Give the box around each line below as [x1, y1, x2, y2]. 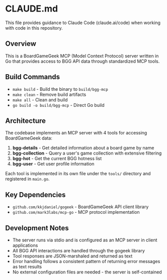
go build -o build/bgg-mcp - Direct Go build [12, 102, 105, 108]
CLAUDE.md [5, 3, 58, 15]
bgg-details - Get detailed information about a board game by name [12, 145, 154, 151]
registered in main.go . [5, 176, 50, 182]
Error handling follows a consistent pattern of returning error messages [12, 258, 160, 264]
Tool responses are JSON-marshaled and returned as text [12, 253, 133, 259]
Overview [5, 40, 37, 48]
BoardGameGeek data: [5, 135, 53, 141]
